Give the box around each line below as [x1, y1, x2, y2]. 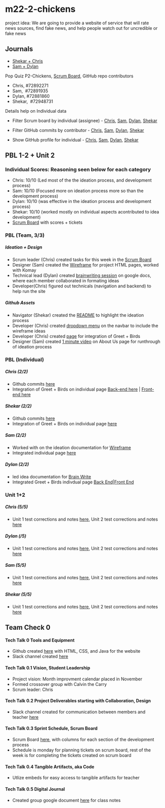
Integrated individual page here [12, 450, 77, 456]
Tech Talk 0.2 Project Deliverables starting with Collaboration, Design [5, 698, 151, 704]
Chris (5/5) [5, 504, 28, 510]
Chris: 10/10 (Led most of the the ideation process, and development [12, 177, 152, 183]
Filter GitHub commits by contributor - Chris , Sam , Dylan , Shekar [12, 127, 144, 133]
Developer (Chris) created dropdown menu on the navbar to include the [12, 323, 159, 329]
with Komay [12, 267, 37, 273]
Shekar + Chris [12, 58, 43, 64]
